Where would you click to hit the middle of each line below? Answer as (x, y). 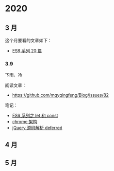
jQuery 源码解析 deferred (37, 128)
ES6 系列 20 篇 (27, 51)
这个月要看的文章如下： (28, 40)
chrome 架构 (24, 122)
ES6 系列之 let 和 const (35, 116)
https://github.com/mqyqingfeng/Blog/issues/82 (60, 95)
